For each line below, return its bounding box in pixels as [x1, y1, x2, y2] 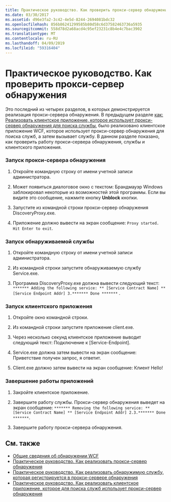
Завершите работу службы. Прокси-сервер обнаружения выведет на [12, 399, 165, 405]
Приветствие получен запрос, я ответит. [12, 355, 101, 361]
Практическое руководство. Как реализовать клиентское [12, 480, 139, 486]
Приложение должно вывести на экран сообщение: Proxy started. [12, 220, 159, 226]
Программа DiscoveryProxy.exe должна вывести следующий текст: [12, 280, 159, 286]
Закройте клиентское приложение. [12, 389, 90, 395]
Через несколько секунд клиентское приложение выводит [12, 334, 141, 340]
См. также [5, 439, 41, 448]
